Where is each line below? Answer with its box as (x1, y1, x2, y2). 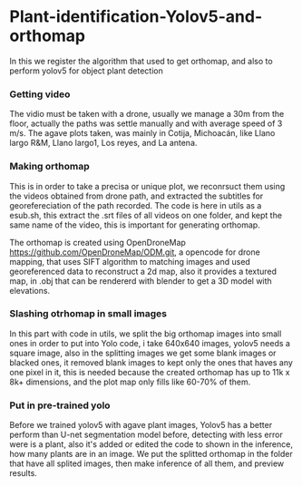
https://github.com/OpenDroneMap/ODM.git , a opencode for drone (9, 247, 260, 258)
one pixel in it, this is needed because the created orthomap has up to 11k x (9, 366, 290, 377)
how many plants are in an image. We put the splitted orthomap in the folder (9, 449, 293, 460)
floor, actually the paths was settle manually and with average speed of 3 (9, 118, 283, 129)
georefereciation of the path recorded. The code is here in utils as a (9, 199, 262, 210)
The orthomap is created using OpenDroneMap (9, 237, 186, 248)
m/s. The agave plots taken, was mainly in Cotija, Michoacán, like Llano (9, 128, 276, 139)
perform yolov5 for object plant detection (9, 65, 163, 76)
